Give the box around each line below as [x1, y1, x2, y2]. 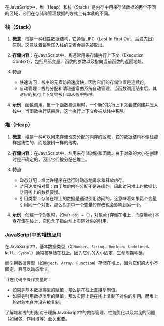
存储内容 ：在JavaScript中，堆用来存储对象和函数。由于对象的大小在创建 [12, 150, 159, 156]
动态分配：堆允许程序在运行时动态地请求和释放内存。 [19, 177, 127, 183]
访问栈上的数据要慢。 [19, 189, 63, 195]
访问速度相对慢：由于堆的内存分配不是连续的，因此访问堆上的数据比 [19, 183, 157, 189]
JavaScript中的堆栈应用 [5, 232, 62, 238]
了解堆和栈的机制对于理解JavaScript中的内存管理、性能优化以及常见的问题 [5, 309, 156, 315]
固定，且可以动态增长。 [5, 266, 52, 272]
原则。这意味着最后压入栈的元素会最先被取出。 [12, 42, 107, 48]
